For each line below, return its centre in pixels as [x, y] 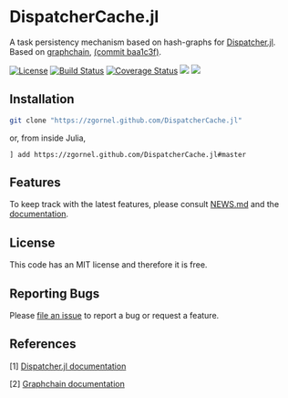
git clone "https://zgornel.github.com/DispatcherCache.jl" [126, 120]
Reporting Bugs [55, 293]
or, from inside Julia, [48, 138]
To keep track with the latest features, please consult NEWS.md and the [144, 204]
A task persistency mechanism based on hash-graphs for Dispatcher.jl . [143, 42]
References [43, 344]
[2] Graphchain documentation [67, 383]
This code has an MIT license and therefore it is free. [108, 265]
